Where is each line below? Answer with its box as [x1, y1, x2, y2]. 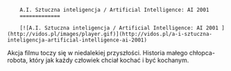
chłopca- [189, 49, 215, 57]
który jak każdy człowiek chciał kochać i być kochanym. [28, 56, 189, 64]
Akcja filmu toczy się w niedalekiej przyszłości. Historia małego [7, 49, 188, 57]
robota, [7, 56, 28, 64]
